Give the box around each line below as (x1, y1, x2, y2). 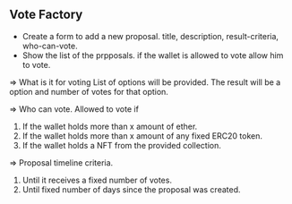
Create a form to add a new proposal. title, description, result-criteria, (21, 30, 279, 41)
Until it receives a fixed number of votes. (21, 174, 173, 185)
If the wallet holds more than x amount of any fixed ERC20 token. (21, 130, 262, 141)
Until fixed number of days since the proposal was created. (21, 183, 241, 195)
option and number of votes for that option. (9, 86, 168, 97)
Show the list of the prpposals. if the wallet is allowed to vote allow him (21, 49, 284, 61)
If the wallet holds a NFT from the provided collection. (21, 140, 221, 150)
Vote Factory (9, 7, 83, 22)
